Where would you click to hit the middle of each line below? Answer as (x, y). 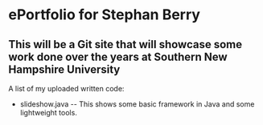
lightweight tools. (49, 113)
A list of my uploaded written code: (66, 89)
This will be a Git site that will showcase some (125, 44)
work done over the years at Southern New (118, 56)
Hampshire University (64, 69)
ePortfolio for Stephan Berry (105, 15)
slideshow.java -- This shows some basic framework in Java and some (137, 104)
